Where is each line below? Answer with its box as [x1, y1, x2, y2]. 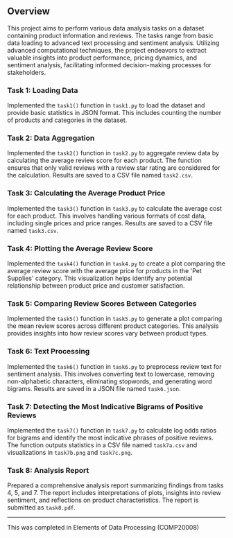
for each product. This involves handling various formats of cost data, [7, 211, 207, 220]
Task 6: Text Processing [7, 347, 90, 356]
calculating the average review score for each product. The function [7, 156, 202, 165]
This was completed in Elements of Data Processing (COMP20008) [7, 523, 200, 532]
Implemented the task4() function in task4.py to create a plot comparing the [7, 259, 226, 268]
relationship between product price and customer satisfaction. [7, 281, 185, 290]
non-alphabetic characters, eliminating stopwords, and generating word [7, 377, 213, 385]
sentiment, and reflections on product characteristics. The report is [7, 496, 199, 505]
